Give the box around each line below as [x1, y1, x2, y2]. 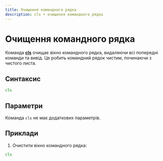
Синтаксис [5, 75, 41, 83]
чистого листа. [5, 60, 36, 66]
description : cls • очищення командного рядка [5, 12, 103, 17]
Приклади [5, 129, 39, 138]
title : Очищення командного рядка [5, 7, 77, 12]
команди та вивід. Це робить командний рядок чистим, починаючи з [5, 55, 152, 61]
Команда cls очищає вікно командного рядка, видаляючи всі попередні [5, 50, 158, 56]
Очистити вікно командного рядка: [12, 142, 87, 148]
